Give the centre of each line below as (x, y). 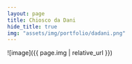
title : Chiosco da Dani (42, 20)
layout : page (26, 14)
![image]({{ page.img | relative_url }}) (60, 53)
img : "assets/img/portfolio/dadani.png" (67, 33)
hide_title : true (32, 26)
